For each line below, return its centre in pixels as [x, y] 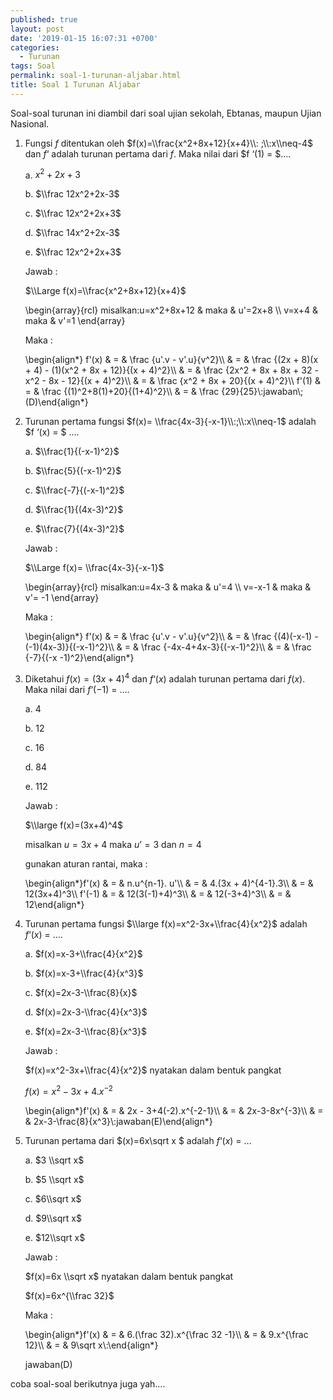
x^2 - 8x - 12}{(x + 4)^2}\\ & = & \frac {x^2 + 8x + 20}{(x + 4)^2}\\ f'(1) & [172, 381]
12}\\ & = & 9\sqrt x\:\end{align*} [91, 1345]
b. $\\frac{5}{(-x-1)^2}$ [73, 471]
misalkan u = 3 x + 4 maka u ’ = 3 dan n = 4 [113, 845]
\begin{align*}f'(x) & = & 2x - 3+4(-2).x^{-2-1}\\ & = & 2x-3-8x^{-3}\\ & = [174, 1110]
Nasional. [30, 123]
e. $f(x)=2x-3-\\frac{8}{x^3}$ [85, 1032]
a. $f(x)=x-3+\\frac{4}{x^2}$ [83, 954]
